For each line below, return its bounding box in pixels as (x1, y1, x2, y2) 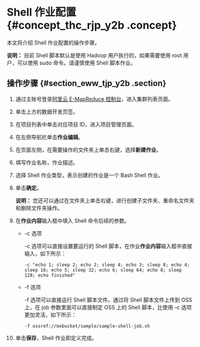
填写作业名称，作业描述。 (15, 159, 79, 166)
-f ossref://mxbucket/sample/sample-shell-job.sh (24, 323, 151, 329)
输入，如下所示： (24, 250, 67, 257)
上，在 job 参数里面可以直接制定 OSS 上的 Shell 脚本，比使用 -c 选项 (24, 303, 192, 311)
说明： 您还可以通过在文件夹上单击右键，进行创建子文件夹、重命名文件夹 (15, 196, 195, 204)
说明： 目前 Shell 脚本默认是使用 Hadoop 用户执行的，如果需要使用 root (7, 51, 182, 59)
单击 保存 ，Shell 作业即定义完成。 (15, 334, 97, 341)
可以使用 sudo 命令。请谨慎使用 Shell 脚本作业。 (17, 59, 136, 66)
